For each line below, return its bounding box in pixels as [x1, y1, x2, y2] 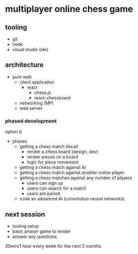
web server [19, 105, 43, 111]
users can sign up [27, 180, 63, 186]
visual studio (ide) [12, 47, 49, 52]
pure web [12, 74, 32, 80]
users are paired [27, 190, 60, 196]
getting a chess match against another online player [19, 170, 125, 176]
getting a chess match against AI [19, 164, 86, 170]
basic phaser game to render [12, 228, 71, 234]
